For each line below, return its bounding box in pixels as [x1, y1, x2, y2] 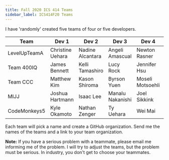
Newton [136, 46, 155, 53]
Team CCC [8, 78, 34, 86]
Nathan [78, 104, 96, 111]
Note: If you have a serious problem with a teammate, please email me [5, 138, 152, 144]
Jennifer [136, 61, 156, 68]
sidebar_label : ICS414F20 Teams [5, 12, 73, 17]
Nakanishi [108, 96, 132, 103]
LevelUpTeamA [8, 49, 44, 56]
